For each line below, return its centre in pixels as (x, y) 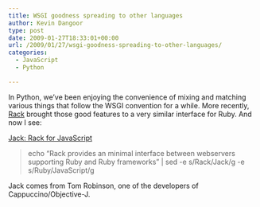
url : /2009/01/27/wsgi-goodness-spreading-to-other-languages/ (115, 45)
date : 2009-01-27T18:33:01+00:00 (64, 38)
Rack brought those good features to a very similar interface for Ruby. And (130, 114)
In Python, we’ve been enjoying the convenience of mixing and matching (127, 97)
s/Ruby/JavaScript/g (61, 170)
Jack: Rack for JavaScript (50, 138)
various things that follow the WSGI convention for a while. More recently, (129, 105)
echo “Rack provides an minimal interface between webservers (132, 153)
